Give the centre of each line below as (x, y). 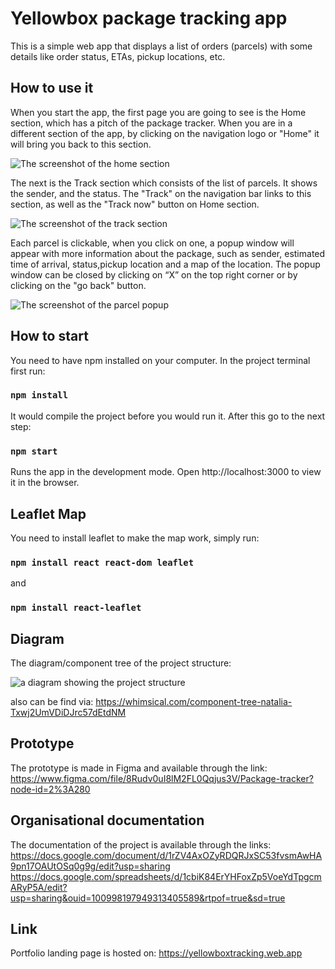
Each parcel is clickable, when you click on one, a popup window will (152, 243)
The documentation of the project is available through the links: (141, 844)
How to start (49, 336)
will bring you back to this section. (81, 144)
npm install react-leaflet (76, 608)
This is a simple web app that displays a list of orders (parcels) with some (161, 46)
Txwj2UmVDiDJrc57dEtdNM (68, 712)
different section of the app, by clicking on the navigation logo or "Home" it (165, 133)
